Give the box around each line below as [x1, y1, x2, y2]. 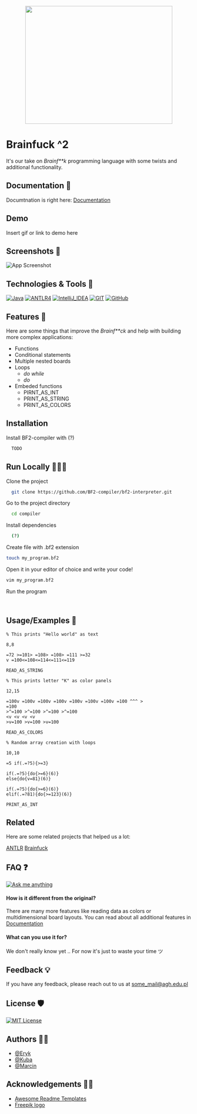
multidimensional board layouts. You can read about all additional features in [6, 914, 191, 921]
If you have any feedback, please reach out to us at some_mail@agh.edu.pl [6, 981, 188, 988]
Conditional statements [14, 351, 71, 358]
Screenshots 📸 [6, 246, 61, 256]
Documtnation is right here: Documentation [6, 196, 111, 203]
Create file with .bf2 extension [6, 544, 79, 551]
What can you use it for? [6, 934, 67, 941]
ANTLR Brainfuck [6, 844, 48, 852]
